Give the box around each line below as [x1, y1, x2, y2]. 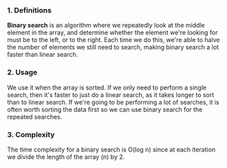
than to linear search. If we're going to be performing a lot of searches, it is [7, 98, 219, 106]
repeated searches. [7, 112, 63, 120]
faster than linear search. [7, 50, 78, 59]
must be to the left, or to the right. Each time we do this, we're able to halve [7, 36, 220, 44]
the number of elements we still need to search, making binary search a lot [7, 43, 219, 52]
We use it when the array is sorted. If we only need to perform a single [7, 83, 207, 92]
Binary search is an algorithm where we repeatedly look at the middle [7, 21, 205, 30]
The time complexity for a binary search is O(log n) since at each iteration [7, 145, 216, 154]
